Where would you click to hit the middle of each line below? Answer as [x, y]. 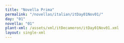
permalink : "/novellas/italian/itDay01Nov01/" [54, 14]
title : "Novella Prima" [30, 10]
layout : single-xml [25, 33]
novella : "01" [20, 23]
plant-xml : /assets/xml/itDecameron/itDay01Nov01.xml [62, 28]
